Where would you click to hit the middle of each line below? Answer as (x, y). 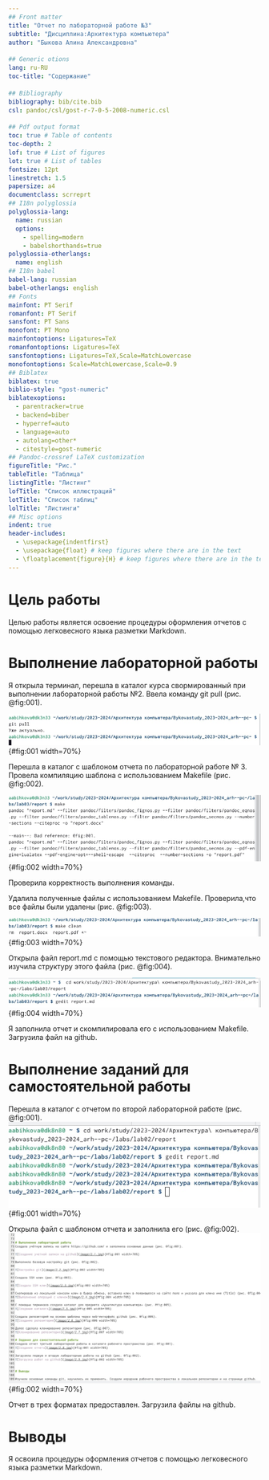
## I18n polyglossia (43, 204)
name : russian (39, 220)
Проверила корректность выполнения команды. (91, 883)
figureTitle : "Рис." (43, 466)
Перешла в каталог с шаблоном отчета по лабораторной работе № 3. (128, 767)
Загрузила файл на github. (53, 1037)
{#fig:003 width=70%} (46, 942)
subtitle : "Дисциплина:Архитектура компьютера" (89, 34)
